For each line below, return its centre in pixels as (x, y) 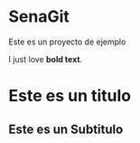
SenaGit (39, 17)
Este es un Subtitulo (66, 129)
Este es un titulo (70, 96)
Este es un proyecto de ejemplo (67, 42)
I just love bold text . (46, 59)
